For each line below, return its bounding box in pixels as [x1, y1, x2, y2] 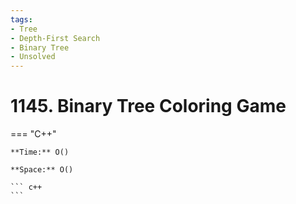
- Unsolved [10, 52, 56, 62]
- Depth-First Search [10, 33, 101, 43]
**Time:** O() [10, 147, 70, 158]
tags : [10, 14, 33, 25]
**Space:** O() [10, 165, 74, 175]
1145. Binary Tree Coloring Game [10, 95, 287, 118]
